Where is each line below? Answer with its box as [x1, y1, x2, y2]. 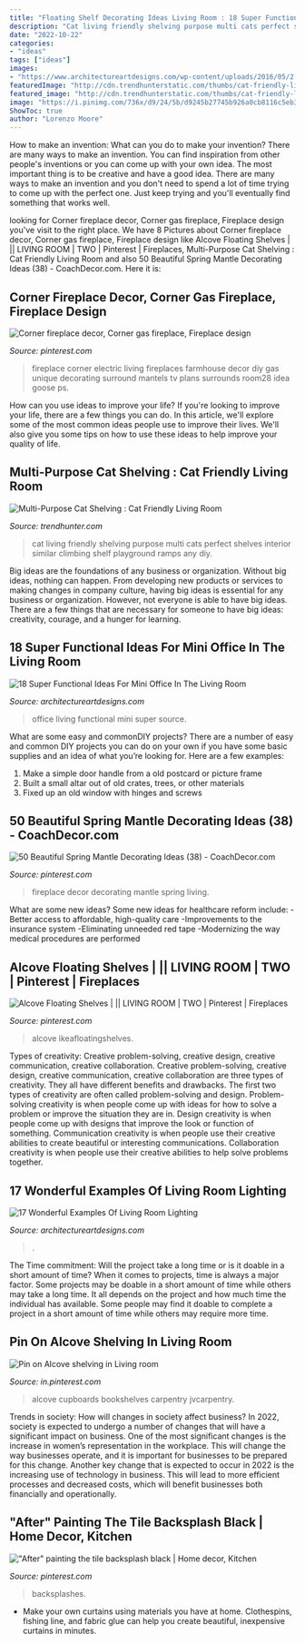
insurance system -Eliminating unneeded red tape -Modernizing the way [9, 923, 280, 935]
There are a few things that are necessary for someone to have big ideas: [9, 604, 284, 615]
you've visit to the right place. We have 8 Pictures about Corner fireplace [9, 224, 281, 236]
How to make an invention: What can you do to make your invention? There [9, 140, 290, 151]
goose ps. [31, 382, 70, 393]
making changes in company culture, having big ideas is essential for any [9, 585, 284, 595]
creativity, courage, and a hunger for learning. [9, 614, 182, 625]
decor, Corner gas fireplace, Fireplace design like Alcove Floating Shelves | [9, 234, 290, 245]
